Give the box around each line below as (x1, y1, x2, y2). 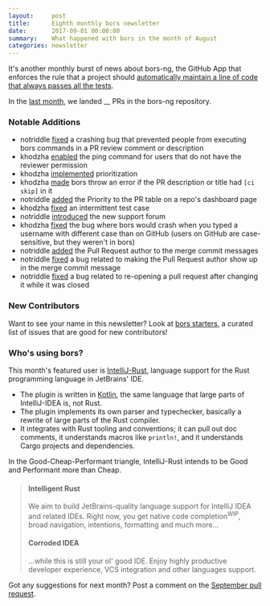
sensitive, (19, 237, 52, 247)
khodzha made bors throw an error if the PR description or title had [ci (19, 178, 255, 188)
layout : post (8, 11, 67, 20)
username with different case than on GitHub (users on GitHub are (19, 229, 240, 238)
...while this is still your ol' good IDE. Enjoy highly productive (27, 556, 227, 566)
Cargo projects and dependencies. (19, 441, 135, 451)
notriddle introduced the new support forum (19, 212, 166, 221)
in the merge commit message (19, 263, 121, 273)
